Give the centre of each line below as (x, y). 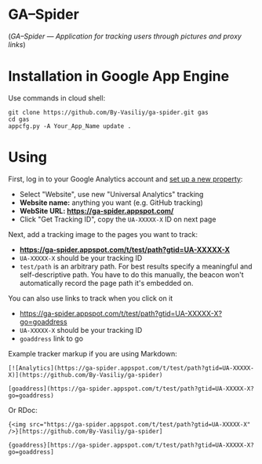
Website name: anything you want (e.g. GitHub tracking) (111, 203)
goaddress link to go (51, 338)
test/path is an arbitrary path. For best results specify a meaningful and (136, 266)
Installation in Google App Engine (119, 77)
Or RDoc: (23, 410)
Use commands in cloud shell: (57, 98)
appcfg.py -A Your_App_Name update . (70, 126)
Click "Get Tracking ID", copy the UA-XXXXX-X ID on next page (118, 219)
